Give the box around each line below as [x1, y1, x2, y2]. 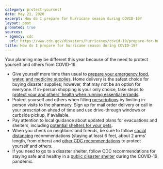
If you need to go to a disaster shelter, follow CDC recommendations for [12, 148, 156, 154]
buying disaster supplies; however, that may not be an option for [12, 81, 141, 87]
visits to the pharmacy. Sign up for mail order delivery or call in [27, 102, 153, 108]
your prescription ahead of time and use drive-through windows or [12, 107, 146, 113]
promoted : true [5, 25, 36, 30]
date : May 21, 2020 [5, 12, 45, 16]
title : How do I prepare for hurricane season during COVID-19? [5, 43, 138, 48]
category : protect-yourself [5, 7, 62, 12]
